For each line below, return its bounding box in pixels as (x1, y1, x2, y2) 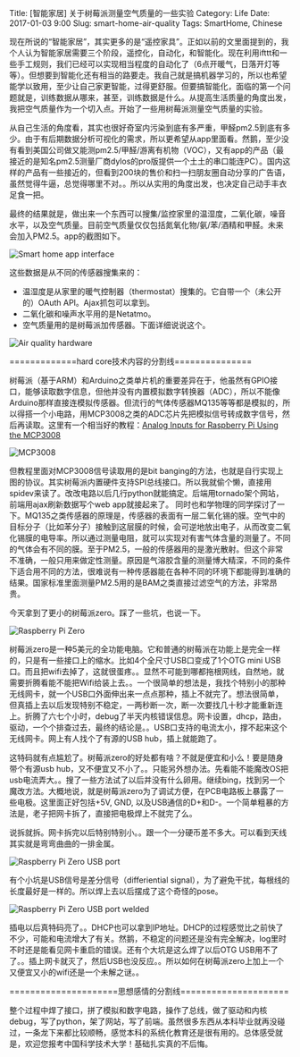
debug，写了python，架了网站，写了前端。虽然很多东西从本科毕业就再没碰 (9, 1016, 286, 1027)
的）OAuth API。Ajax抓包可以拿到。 (21, 298, 154, 308)
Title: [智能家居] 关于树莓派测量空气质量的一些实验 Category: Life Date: (9, 8, 271, 18)
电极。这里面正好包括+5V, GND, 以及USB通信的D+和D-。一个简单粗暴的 (16, 797, 281, 808)
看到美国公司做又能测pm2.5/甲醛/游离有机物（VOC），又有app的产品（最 (16, 145, 284, 155)
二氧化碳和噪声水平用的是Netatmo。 (21, 309, 156, 319)
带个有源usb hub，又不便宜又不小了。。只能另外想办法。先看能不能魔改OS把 (9, 764, 288, 774)
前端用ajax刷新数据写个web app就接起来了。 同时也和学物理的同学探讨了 (9, 499, 278, 510)
